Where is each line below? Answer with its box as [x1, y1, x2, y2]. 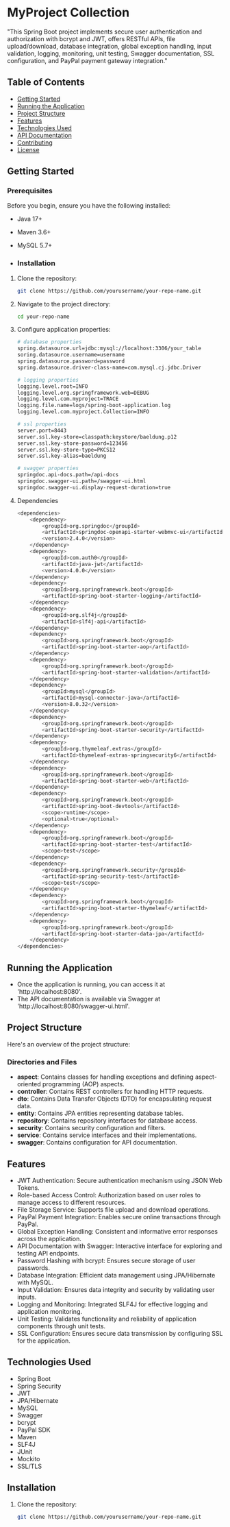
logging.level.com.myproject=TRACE [16, 395, 119, 402]
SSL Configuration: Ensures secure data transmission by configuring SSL [16, 1329, 223, 1337]
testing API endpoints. [16, 1249, 80, 1257]
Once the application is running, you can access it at [16, 980, 166, 988]
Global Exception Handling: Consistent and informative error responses [16, 1227, 218, 1235]
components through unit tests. [16, 1321, 106, 1330]
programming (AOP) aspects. [42, 1080, 125, 1088]
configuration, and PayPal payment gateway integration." [7, 56, 168, 64]
